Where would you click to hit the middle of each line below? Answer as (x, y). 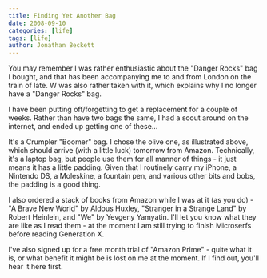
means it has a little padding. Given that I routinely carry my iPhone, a (123, 167)
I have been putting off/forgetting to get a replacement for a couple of (123, 110)
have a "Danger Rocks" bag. (55, 94)
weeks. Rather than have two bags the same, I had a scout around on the (129, 118)
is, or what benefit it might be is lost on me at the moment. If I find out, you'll (134, 258)
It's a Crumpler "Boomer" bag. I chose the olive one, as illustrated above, (128, 142)
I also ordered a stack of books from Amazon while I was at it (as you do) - (131, 200)
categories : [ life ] (41, 30)
